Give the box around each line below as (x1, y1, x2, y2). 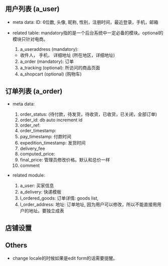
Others (5, 241, 28, 250)
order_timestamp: (20, 127, 57, 133)
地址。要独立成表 (29, 208, 64, 214)
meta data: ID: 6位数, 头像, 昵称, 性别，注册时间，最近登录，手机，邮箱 (12, 19, 159, 25)
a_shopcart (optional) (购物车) (20, 71, 82, 77)
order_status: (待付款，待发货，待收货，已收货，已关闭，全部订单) (20, 111, 157, 117)
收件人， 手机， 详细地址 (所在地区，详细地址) (20, 52, 115, 58)
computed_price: (20, 150, 55, 157)
